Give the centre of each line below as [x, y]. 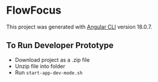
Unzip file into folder [40, 66]
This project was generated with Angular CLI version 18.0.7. [79, 27]
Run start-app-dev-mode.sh [48, 72]
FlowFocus [34, 10]
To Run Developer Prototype [60, 45]
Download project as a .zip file [52, 59]
